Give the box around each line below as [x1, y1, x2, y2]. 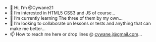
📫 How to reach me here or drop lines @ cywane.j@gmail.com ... [9, 31, 142, 37]
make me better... [9, 26, 46, 32]
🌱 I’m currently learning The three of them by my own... [9, 15, 123, 21]
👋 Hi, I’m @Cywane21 [9, 5, 53, 10]
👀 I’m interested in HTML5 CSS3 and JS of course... [9, 10, 115, 16]
